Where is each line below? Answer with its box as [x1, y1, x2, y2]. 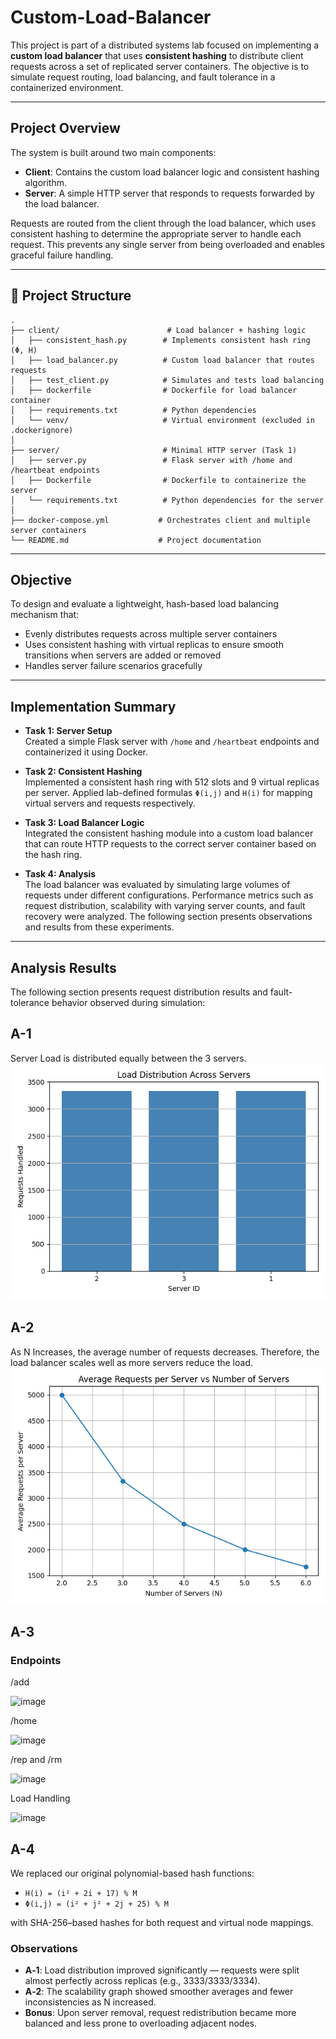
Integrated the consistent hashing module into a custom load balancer [24, 827, 314, 840]
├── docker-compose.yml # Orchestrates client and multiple [10, 515, 311, 525]
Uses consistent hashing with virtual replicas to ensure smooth [24, 639, 284, 651]
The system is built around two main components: [10, 146, 217, 158]
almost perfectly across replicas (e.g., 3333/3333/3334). [24, 1975, 261, 1987]
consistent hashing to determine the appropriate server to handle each [10, 227, 302, 240]
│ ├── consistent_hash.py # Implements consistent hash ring [10, 335, 311, 345]
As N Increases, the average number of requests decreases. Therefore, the [10, 1346, 320, 1358]
